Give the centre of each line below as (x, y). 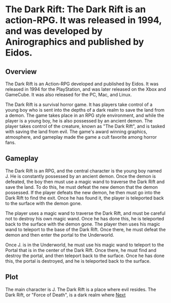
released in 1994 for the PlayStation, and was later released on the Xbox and (86, 89)
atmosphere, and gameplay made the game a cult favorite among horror (81, 137)
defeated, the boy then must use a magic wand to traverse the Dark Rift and (85, 182)
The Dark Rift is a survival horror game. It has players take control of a (79, 105)
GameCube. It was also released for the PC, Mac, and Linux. (68, 95)
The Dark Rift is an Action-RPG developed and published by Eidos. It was (82, 84)
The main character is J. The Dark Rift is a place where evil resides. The (81, 289)
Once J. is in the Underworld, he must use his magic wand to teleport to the (85, 245)
